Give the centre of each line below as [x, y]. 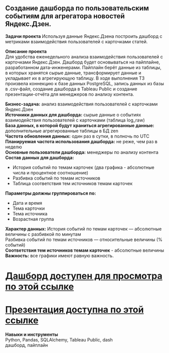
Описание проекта [26, 51]
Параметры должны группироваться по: [51, 193]
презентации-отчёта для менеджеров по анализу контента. [70, 94]
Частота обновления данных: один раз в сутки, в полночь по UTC [77, 136]
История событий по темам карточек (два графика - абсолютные [83, 167]
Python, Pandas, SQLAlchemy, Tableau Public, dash [59, 339]
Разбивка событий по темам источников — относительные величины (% [84, 240]
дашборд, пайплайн [27, 345]
